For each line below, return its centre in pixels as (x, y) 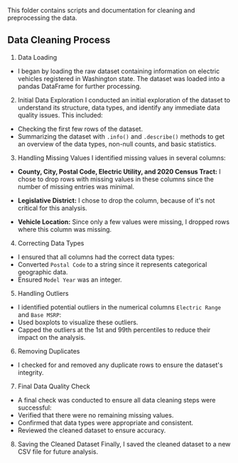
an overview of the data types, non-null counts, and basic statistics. (117, 144)
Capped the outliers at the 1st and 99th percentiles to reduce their (114, 329)
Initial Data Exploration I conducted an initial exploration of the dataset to (124, 100)
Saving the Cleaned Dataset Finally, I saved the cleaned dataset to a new (124, 444)
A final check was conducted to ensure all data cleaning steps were (117, 400)
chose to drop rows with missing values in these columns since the (116, 179)
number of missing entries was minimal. (76, 186)
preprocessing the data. (42, 18)
